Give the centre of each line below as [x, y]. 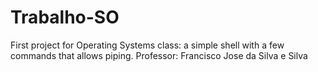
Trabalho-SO [65, 17]
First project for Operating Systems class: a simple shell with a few [147, 45]
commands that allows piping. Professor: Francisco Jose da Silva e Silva [159, 55]
